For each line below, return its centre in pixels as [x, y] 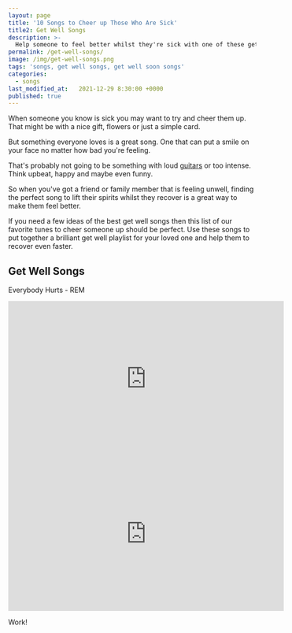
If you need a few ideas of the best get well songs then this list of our [120, 221]
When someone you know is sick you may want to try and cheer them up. [127, 118]
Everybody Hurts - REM [46, 290]
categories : [28, 74]
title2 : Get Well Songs [47, 30]
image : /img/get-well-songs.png [61, 60]
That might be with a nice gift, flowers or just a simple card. [104, 127]
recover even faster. [41, 246]
